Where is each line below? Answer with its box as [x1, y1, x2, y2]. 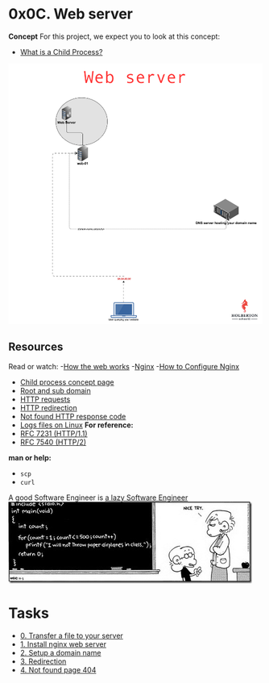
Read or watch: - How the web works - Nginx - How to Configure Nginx [8, 361, 240, 371]
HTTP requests [19, 394, 71, 404]
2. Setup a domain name [19, 648, 101, 657]
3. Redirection [19, 656, 67, 666]
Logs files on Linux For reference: [19, 420, 134, 430]
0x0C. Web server [8, 5, 134, 23]
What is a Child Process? [19, 47, 103, 56]
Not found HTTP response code [19, 411, 126, 421]
